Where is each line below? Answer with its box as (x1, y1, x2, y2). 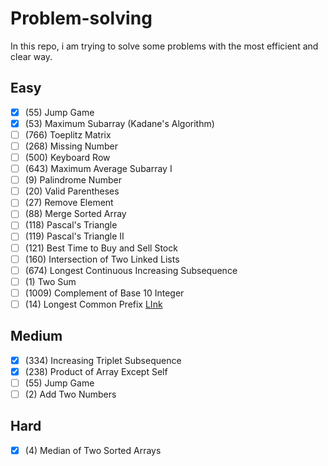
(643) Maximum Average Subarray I (24, 163, 173, 175)
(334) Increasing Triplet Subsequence (24, 354, 182, 366)
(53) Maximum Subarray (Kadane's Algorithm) (24, 117, 215, 129)
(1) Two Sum (24, 275, 77, 287)
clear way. (10, 50, 53, 62)
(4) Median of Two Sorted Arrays (24, 444, 162, 456)
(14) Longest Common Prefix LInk (24, 298, 163, 310)
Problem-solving (10, 7, 153, 30)
